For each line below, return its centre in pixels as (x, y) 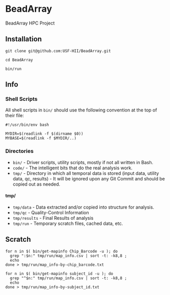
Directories (19, 151)
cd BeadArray (19, 60)
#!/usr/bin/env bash (27, 125)
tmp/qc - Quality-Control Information (51, 212)
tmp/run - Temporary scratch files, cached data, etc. (68, 223)
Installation (24, 39)
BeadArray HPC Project (30, 23)
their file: (15, 116)
